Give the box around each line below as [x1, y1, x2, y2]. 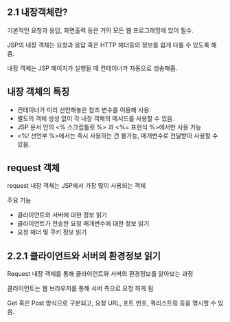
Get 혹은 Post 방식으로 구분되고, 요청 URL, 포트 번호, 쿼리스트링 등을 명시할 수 [7, 299, 216, 308]
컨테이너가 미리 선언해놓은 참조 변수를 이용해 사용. [16, 105, 151, 114]
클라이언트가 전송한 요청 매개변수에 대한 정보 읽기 [16, 219, 150, 228]
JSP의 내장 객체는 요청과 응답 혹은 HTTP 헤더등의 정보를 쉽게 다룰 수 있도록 [7, 41, 210, 49]
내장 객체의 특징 [7, 86, 70, 98]
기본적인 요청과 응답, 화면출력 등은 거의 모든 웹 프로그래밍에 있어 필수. [7, 26, 194, 34]
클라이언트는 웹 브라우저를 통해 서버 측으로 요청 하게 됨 [7, 284, 154, 292]
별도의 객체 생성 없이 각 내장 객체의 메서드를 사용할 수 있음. [16, 114, 175, 122]
